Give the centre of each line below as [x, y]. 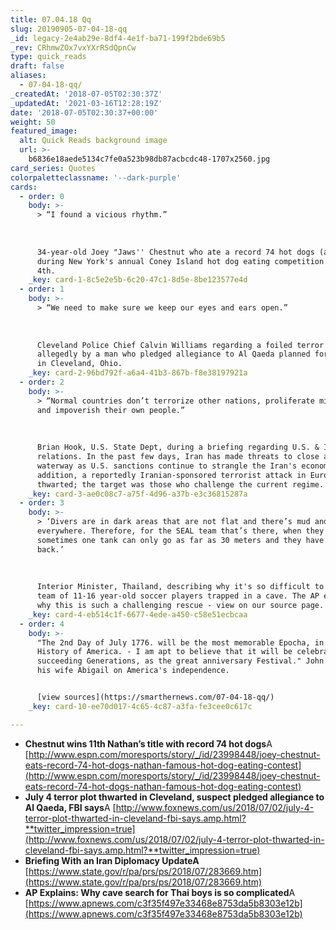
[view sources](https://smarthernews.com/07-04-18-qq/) [155, 697]
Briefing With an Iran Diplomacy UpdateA [112, 860]
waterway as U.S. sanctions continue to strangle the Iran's [167, 466]
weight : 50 [33, 122]
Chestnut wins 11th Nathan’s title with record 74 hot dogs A [148, 743]
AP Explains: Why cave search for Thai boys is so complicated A [160, 892]
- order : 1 [42, 289]
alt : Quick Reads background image [93, 141]
